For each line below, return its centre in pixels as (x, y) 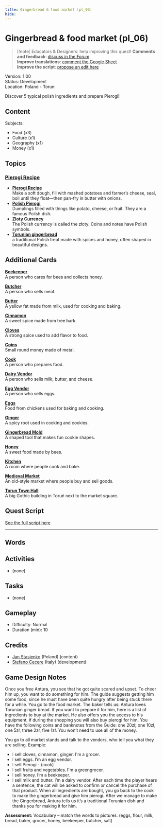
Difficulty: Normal (30, 625)
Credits (16, 645)
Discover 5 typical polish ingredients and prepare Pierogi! (62, 96)
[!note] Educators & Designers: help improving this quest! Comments (86, 52)
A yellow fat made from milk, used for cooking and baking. (63, 306)
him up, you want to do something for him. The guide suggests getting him (80, 694)
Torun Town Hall (22, 490)
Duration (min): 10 (30, 630)
